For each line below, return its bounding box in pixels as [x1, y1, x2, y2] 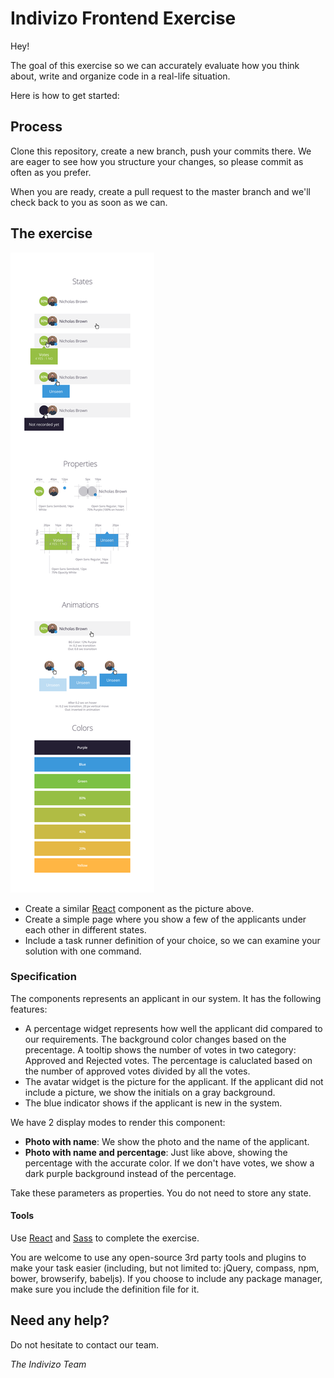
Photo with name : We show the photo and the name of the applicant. [24, 1135, 310, 1147]
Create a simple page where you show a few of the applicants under [24, 913, 307, 925]
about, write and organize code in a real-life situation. [10, 70, 231, 82]
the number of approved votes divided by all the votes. [24, 1065, 251, 1077]
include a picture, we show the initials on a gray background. [24, 1086, 276, 1098]
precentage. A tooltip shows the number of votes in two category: [24, 1043, 297, 1056]
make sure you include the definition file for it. [10, 1283, 200, 1296]
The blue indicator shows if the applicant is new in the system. [24, 1097, 283, 1109]
